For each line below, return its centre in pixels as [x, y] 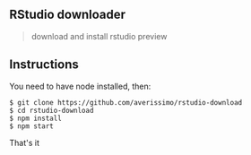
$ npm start [31, 126]
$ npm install [36, 118]
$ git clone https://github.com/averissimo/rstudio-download [126, 102]
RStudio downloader [68, 15]
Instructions [44, 65]
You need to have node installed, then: [80, 86]
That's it [25, 142]
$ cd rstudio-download [52, 110]
